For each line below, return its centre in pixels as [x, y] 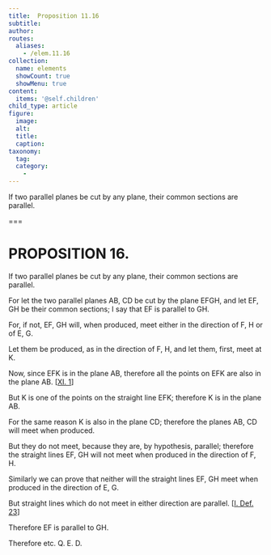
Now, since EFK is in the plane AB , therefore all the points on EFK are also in [135, 373]
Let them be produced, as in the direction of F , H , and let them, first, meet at [135, 349]
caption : [30, 144]
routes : [21, 38]
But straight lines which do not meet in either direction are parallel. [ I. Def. [131, 503]
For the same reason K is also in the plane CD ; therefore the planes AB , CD [133, 422]
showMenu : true [41, 83]
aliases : [30, 46]
